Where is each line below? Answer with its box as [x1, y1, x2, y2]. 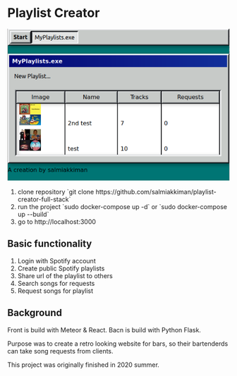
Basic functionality [7, 238, 92, 250]
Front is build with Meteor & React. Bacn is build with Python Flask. [7, 325, 201, 334]
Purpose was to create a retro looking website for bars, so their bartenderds [7, 339, 229, 348]
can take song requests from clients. [7, 346, 114, 355]
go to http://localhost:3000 [17, 217, 97, 226]
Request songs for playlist [17, 287, 94, 295]
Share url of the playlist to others [17, 271, 113, 280]
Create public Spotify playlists [17, 264, 105, 272]
